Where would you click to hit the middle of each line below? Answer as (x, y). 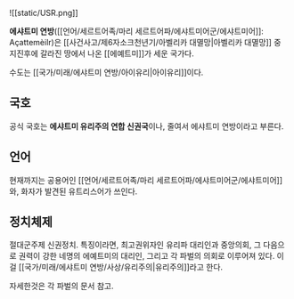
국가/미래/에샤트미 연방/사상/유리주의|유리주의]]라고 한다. (124, 267)
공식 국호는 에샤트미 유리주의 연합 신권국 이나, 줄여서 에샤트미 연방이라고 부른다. (147, 126)
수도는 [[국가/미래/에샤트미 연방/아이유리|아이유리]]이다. (106, 72)
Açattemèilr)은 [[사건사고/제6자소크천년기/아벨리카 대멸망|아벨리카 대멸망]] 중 (145, 42)
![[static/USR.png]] (44, 13)
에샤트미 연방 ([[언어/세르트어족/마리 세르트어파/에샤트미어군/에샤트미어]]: (137, 31)
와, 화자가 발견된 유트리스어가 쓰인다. (73, 191)
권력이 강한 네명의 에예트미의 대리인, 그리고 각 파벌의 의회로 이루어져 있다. (147, 256)
